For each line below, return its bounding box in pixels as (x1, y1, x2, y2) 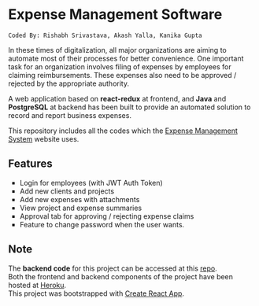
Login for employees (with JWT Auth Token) (19, 178, 163, 187)
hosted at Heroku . (8, 280, 67, 289)
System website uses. (8, 134, 80, 143)
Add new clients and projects (19, 186, 115, 196)
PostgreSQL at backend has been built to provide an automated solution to (8, 102, 251, 112)
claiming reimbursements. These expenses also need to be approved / (8, 70, 237, 79)
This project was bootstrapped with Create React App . (8, 289, 185, 298)
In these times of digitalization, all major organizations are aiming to (8, 45, 227, 54)
